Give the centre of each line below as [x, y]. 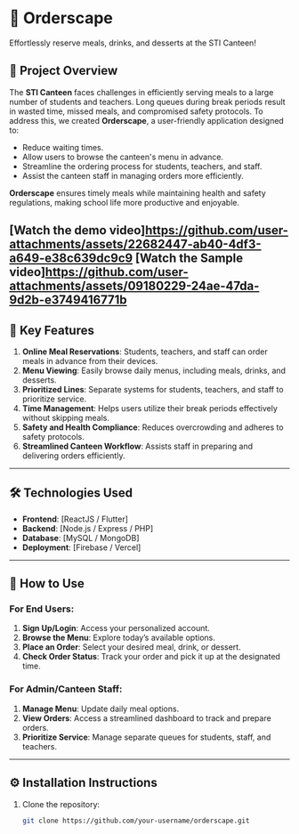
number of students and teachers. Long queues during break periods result [148, 101]
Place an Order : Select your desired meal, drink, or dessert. [132, 647]
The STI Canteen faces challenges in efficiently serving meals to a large [141, 92]
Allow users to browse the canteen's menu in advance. [123, 157]
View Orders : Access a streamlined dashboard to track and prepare [146, 718]
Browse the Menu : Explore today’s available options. [118, 638]
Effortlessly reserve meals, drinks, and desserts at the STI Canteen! [133, 43]
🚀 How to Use [47, 583]
